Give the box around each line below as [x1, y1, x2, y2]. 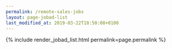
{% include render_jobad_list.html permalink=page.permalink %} [5, 36, 167, 44]
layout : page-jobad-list [5, 14, 68, 20]
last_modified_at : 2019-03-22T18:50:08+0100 [5, 20, 119, 26]
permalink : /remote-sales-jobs [5, 8, 84, 15]
